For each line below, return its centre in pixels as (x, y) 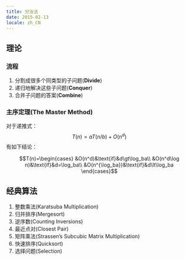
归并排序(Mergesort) (40, 214)
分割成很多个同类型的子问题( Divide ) (58, 81)
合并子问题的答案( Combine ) (49, 95)
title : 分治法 (22, 12)
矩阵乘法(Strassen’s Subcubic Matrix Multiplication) (77, 236)
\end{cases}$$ (99, 171)
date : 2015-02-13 (27, 17)
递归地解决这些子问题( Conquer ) (53, 88)
